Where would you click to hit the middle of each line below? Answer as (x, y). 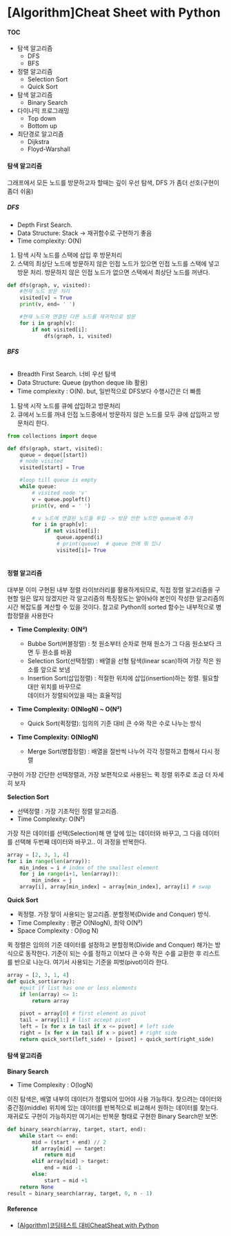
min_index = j (52, 880)
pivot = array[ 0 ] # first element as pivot (83, 1014)
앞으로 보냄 (55, 669)
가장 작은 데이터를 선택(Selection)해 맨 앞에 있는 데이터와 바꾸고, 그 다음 (104, 833)
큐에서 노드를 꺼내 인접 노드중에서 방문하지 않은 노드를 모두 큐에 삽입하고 (114, 414)
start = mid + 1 (66, 1180)
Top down (42, 119)
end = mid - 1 (62, 1168)
